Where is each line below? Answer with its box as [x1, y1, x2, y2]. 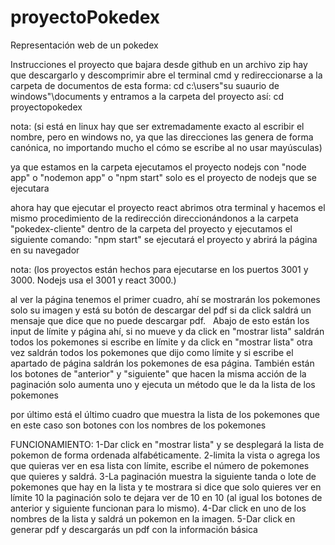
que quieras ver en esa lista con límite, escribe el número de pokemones [10, 459, 310, 471]
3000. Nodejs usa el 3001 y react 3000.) [10, 274, 177, 286]
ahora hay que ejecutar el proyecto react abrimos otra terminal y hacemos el [10, 201, 326, 213]
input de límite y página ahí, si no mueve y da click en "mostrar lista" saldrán [10, 325, 325, 337]
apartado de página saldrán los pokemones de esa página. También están [10, 357, 315, 369]
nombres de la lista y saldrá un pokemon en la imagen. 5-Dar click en [10, 512, 296, 525]
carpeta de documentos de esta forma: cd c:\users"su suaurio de [10, 79, 280, 91]
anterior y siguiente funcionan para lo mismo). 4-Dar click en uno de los [10, 502, 307, 514]
